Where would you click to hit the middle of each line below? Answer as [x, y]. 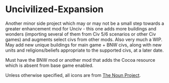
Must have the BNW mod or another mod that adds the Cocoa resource [80, 60]
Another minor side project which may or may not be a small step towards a [85, 23]
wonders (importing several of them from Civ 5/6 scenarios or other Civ [81, 34]
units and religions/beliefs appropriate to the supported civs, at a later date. [84, 50]
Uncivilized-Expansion [54, 9]
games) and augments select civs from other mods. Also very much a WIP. [84, 39]
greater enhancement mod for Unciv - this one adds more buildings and [81, 28]
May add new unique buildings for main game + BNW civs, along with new [83, 45]
